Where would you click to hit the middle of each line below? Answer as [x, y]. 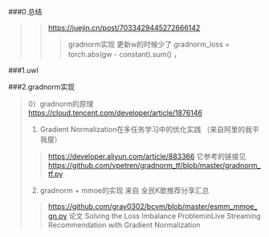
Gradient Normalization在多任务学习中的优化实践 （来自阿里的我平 [149, 129]
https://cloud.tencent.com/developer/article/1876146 [115, 113]
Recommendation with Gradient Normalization [124, 225]
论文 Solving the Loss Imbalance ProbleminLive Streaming [165, 216]
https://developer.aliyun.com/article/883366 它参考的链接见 [147, 156]
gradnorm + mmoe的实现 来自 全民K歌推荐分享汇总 [124, 190]
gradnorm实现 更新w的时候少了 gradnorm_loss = [149, 44]
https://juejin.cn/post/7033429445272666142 [124, 28]
